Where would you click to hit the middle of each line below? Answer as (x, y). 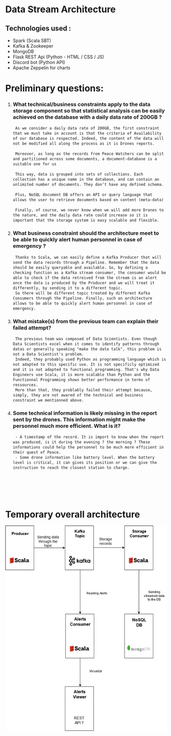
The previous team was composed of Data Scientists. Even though (86, 339)
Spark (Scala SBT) (32, 40)
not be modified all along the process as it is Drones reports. (83, 144)
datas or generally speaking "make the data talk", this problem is (87, 349)
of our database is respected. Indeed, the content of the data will (88, 139)
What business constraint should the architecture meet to (86, 233)
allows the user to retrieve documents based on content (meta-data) (88, 200)
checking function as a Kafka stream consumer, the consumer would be (89, 273)
